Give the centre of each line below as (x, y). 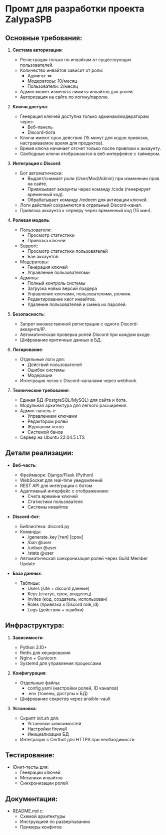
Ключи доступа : (30, 107)
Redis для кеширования (45, 652)
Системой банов (45, 432)
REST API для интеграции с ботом (56, 485)
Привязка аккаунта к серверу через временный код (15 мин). (86, 210)
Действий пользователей (54, 365)
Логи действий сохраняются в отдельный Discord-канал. (81, 205)
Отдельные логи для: (42, 359)
